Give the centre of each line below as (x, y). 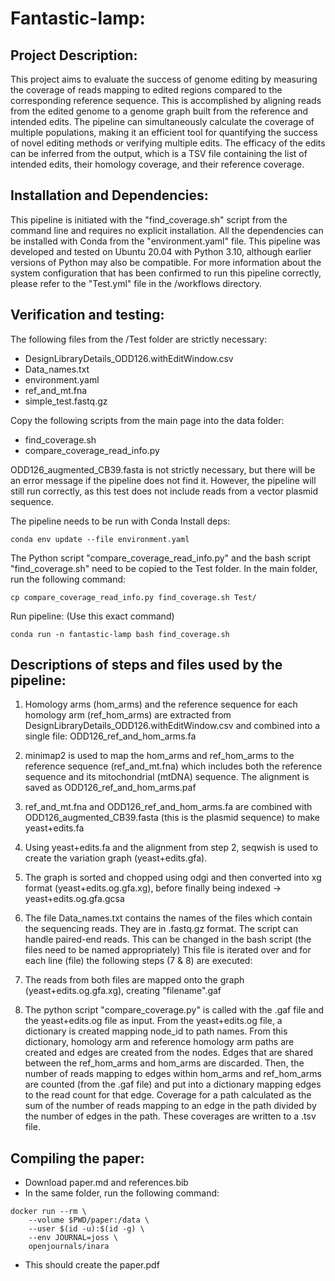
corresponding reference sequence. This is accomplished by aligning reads (166, 100)
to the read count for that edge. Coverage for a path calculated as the (168, 1095)
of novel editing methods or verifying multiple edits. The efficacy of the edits (168, 143)
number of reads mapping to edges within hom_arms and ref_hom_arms (173, 1074)
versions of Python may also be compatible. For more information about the (166, 262)
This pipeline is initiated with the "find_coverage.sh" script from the (149, 219)
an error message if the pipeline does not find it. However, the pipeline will (163, 480)
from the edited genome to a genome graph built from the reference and (159, 111)
